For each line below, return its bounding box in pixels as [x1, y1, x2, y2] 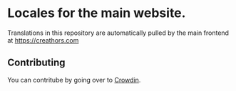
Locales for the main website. [7, 5, 186, 21]
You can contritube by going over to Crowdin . [7, 75, 141, 84]
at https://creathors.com [7, 36, 79, 44]
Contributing [7, 57, 66, 69]
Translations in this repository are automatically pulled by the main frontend [7, 28, 230, 37]
